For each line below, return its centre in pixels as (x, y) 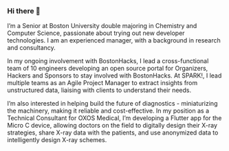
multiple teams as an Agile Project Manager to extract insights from (102, 83)
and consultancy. (32, 48)
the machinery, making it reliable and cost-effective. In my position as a (108, 111)
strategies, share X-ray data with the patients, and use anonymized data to (113, 132)
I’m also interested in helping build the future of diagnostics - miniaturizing (112, 104)
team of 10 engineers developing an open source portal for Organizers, (108, 69)
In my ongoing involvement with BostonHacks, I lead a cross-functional (108, 61)
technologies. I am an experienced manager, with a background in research (114, 40)
